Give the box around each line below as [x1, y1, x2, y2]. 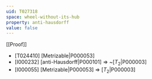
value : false [6, 25, 38, 31]
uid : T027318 [6, 8, 38, 15]
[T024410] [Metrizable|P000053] [14, 52, 95, 59]
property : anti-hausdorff [6, 19, 69, 25]
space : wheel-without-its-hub [6, 14, 80, 20]
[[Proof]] [6, 41, 27, 48]
